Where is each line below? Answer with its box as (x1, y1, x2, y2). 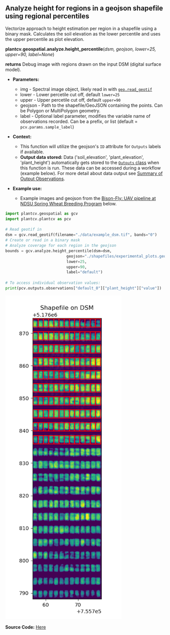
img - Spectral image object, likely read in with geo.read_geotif (20, 86, 153, 92)
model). (5, 66, 21, 72)
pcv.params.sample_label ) (20, 123, 74, 130)
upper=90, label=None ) (5, 51, 55, 57)
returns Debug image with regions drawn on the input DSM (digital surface (5, 61, 161, 67)
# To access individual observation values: (5, 280, 101, 285)
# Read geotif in (5, 227, 42, 232)
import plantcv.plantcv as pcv (5, 216, 71, 222)
